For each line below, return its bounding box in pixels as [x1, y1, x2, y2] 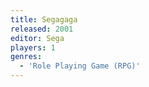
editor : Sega [10, 33, 65, 43]
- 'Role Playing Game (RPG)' [19, 61, 141, 71]
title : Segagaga [10, 14, 78, 25]
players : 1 [10, 42, 56, 53]
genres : [10, 52, 43, 62]
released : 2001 [10, 24, 74, 34]
